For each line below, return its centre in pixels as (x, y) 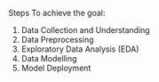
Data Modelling (49, 58)
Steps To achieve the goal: (57, 13)
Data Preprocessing (57, 40)
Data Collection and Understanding (85, 30)
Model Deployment (56, 68)
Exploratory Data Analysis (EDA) (80, 49)
